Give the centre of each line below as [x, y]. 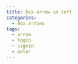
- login [22, 40]
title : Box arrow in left [39, 12]
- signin [23, 46]
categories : [21, 18]
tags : [13, 29]
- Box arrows [28, 23]
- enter [22, 52]
